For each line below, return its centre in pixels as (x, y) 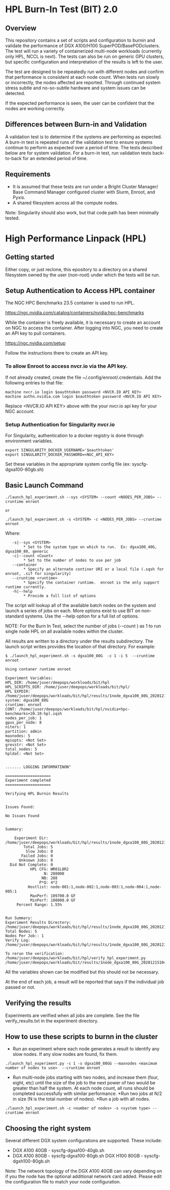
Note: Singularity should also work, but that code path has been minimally (82, 212)
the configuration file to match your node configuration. (63, 1182)
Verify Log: (18, 940)
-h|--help (22, 591)
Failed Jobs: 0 (37, 856)
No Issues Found (22, 816)
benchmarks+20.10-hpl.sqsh (34, 714)
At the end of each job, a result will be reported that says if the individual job (85, 982)
